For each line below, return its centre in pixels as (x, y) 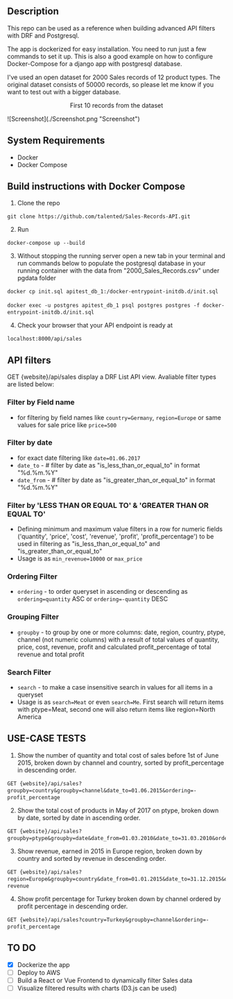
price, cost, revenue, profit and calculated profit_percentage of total (114, 647)
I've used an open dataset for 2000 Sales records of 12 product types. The (114, 77)
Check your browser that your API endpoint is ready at (95, 325)
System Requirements (56, 140)
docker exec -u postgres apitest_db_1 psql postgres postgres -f (103, 306)
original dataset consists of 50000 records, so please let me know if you (110, 84)
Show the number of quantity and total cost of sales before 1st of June (118, 755)
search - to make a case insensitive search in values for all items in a (115, 688)
